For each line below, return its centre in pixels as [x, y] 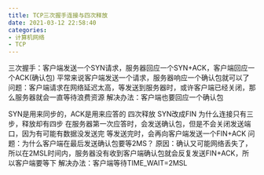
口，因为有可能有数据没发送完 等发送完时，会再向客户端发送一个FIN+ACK [127, 133]
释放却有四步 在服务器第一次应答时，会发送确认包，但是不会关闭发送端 [136, 124]
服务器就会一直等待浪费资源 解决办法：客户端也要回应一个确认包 [119, 97]
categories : [27, 30]
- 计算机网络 [26, 37]
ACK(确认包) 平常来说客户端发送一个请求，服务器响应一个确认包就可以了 [132, 78]
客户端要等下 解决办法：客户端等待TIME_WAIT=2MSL [101, 163]
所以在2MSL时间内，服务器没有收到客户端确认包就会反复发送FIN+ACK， [125, 153]
